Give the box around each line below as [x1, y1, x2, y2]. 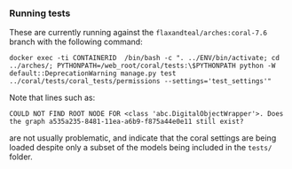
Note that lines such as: [9, 92, 96, 104]
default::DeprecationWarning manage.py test [9, 69, 177, 78]
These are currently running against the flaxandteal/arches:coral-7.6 [9, 27, 268, 38]
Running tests [9, 7, 71, 19]
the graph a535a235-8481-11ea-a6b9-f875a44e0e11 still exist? [9, 118, 244, 127]
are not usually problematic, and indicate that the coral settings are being [9, 133, 277, 143]
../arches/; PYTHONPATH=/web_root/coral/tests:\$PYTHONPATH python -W [9, 61, 276, 71]
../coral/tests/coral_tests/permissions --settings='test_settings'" [9, 77, 272, 86]
